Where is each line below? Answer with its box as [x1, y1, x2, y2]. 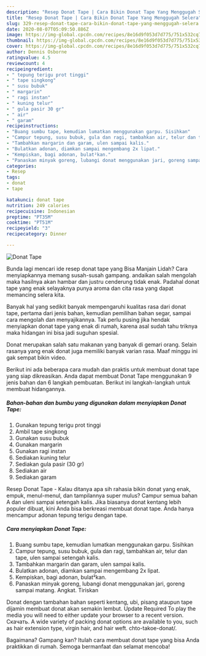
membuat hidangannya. [6, 385, 66, 392]
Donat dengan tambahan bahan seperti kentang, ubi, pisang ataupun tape [6, 598, 193, 606]
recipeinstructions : [6, 123, 59, 129]
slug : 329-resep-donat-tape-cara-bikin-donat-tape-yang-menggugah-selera [6, 20, 199, 26]
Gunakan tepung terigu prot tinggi [15, 421, 101, 429]
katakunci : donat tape [6, 197, 64, 203]
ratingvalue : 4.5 [6, 55, 51, 61]
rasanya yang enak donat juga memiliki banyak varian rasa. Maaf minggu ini [6, 347, 198, 354]
